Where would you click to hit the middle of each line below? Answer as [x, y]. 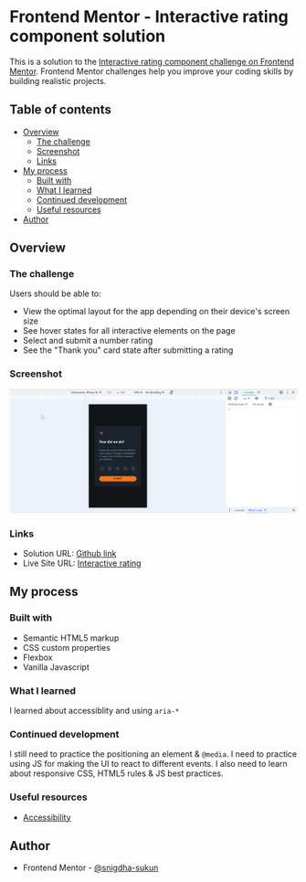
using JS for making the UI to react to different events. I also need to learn [148, 764]
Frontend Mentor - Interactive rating [149, 17]
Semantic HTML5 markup [71, 638]
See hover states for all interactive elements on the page [129, 331]
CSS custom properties [67, 647]
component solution [88, 36]
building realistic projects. [58, 80]
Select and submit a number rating [88, 341]
